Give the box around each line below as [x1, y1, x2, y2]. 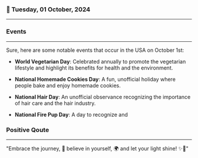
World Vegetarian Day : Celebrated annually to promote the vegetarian [14, 58, 186, 65]
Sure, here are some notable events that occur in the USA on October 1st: [6, 47, 184, 54]
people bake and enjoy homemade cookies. [14, 82, 121, 89]
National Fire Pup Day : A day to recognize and [14, 111, 128, 118]
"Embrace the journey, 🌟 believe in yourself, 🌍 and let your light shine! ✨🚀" [6, 144, 189, 152]
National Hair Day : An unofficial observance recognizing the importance [14, 93, 191, 100]
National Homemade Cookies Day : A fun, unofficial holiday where [14, 75, 176, 83]
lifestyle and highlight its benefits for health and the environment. [14, 64, 173, 71]
